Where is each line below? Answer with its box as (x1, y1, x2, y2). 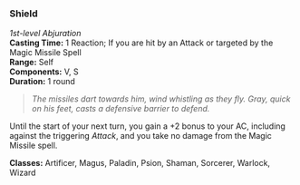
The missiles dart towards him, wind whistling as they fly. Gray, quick (31, 93, 291, 104)
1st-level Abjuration (9, 28, 82, 39)
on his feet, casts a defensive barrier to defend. (31, 103, 210, 114)
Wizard (9, 167, 36, 179)
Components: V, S (9, 66, 79, 77)
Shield (9, 7, 38, 20)
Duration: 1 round (9, 76, 75, 87)
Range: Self (9, 57, 54, 68)
